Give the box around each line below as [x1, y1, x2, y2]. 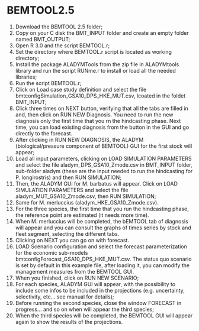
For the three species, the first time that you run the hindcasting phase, [15, 205, 189, 212]
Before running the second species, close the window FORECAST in [15, 299, 182, 306]
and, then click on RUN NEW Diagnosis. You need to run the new [15, 111, 174, 118]
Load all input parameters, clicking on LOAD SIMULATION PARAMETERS [15, 155, 192, 162]
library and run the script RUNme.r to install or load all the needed [15, 67, 176, 74]
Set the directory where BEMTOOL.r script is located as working [15, 48, 172, 55]
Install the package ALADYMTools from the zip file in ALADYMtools [15, 60, 179, 68]
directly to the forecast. [15, 129, 73, 137]
